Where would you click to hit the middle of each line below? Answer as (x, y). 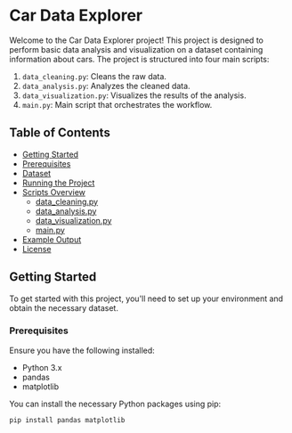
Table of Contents (60, 133)
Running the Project (58, 183)
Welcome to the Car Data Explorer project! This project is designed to (137, 40)
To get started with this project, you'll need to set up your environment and (146, 298)
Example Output (52, 239)
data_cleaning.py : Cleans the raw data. (94, 76)
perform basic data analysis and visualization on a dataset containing (136, 49)
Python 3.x (42, 367)
